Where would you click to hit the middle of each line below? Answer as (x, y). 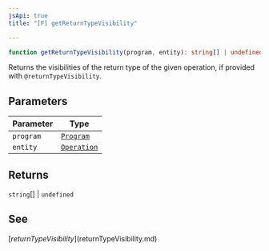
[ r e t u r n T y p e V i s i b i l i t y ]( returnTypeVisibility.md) (83, 238)
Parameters (38, 101)
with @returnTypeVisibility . (55, 76)
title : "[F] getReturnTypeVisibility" (73, 23)
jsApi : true (28, 16)
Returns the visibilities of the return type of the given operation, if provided (131, 67)
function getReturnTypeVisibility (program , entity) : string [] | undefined (136, 52)
